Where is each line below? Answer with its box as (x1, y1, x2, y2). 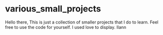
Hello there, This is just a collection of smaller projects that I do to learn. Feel (5, 19, 159, 25)
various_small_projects (5, 3, 101, 14)
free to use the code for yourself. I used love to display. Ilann (5, 24, 127, 30)
